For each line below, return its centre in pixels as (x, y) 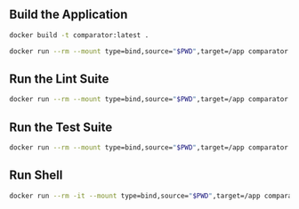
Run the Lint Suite (59, 79)
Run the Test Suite (61, 127)
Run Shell (36, 176)
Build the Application (69, 15)
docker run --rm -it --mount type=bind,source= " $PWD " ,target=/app (135, 196)
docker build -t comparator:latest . (79, 35)
